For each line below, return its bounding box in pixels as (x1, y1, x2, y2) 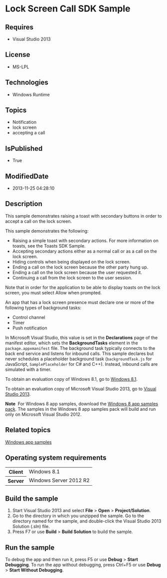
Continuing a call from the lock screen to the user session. (12, 275, 133, 281)
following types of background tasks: (5, 304, 82, 310)
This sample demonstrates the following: (5, 228, 89, 234)
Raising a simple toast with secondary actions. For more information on (12, 238, 159, 244)
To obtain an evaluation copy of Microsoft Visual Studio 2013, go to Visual (5, 385, 157, 392)
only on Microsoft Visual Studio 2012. (5, 411, 82, 417)
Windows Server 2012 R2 (29, 477, 90, 484)
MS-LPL (12, 63, 29, 70)
